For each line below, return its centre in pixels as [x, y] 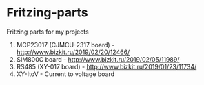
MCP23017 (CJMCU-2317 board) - [65, 45]
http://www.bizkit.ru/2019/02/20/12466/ [73, 52]
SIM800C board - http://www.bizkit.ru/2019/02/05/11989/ [98, 59]
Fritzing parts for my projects [48, 32]
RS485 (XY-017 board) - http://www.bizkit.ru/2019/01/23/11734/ [106, 66]
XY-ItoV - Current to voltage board [65, 74]
